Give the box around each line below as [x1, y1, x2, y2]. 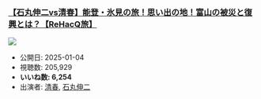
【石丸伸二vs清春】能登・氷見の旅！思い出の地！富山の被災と [8, 6, 245, 17]
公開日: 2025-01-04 [19, 53, 85, 62]
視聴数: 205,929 [19, 63, 73, 72]
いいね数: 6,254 [19, 72, 73, 82]
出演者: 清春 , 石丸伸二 [19, 82, 91, 92]
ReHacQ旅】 [48, 18, 97, 29]
